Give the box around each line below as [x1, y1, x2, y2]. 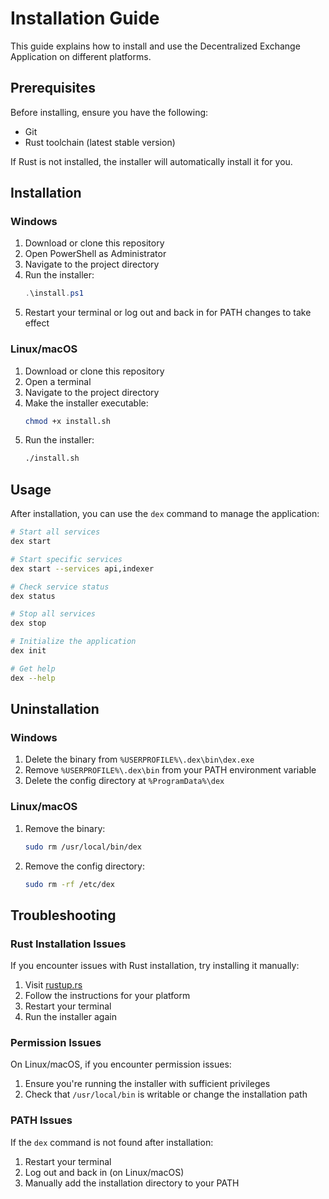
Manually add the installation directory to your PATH [24, 1177, 240, 1189]
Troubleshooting [10, 907, 117, 924]
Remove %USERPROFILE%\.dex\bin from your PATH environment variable [24, 764, 317, 776]
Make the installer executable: [24, 397, 149, 409]
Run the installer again [24, 1011, 117, 1023]
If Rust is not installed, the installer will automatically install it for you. [10, 155, 293, 167]
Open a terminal [24, 375, 92, 387]
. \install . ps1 [24, 288, 84, 299]
